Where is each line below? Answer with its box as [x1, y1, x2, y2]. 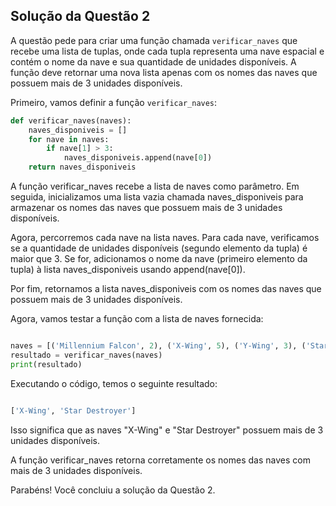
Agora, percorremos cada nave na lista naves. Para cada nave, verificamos [10, 232, 320, 244]
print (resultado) [10, 359, 83, 369]
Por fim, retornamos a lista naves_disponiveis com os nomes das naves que [10, 283, 322, 295]
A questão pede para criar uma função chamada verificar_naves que [10, 34, 298, 46]
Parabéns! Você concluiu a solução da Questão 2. [10, 484, 216, 496]
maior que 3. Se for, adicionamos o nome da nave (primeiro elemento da [10, 253, 308, 265]
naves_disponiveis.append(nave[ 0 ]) [63, 153, 213, 163]
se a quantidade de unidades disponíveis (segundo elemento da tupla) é [10, 242, 308, 254]
